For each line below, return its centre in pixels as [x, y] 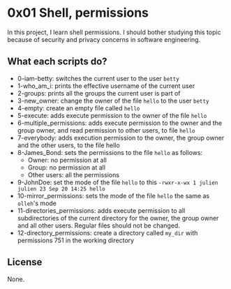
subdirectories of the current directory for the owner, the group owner [118, 218]
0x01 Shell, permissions [78, 13]
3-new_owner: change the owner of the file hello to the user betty [113, 101]
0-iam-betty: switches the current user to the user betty [98, 78]
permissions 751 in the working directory [76, 240]
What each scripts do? [57, 62]
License [25, 262]
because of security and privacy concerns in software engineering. [104, 39]
